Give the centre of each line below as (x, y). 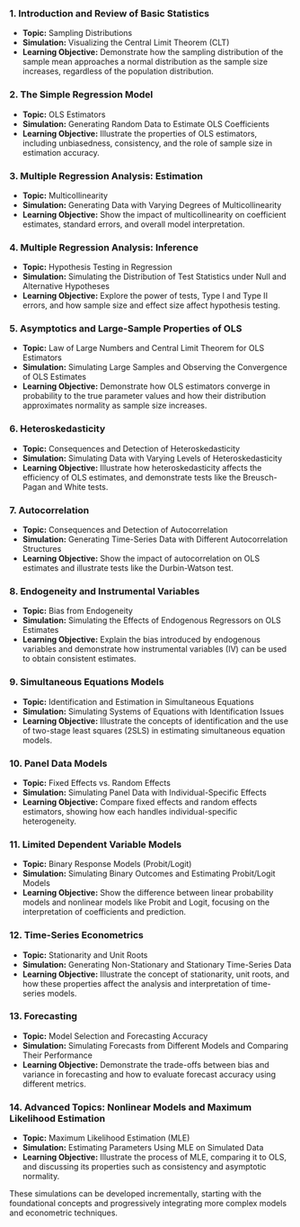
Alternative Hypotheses (66, 286)
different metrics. (54, 1084)
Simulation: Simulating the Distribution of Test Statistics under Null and (154, 276)
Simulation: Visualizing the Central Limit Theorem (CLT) (126, 42)
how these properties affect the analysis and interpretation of (136, 983)
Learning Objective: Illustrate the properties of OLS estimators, (140, 133)
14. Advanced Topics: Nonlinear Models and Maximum (131, 1107)
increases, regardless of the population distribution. (118, 71)
